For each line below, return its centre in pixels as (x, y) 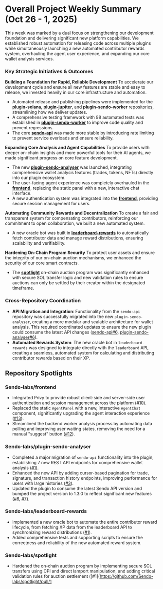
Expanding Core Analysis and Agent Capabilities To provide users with (77, 148)
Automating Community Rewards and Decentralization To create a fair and (81, 213)
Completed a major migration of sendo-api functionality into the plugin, (83, 457)
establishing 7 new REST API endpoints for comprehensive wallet (77, 462)
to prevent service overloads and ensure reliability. (63, 138)
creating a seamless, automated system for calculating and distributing (83, 353)
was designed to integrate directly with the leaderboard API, (89, 348)
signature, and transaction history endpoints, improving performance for (84, 478)
